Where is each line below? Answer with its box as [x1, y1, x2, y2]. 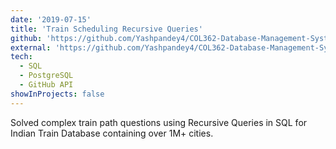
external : [10, 42, 52, 53]
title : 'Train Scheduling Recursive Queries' [10, 24, 203, 34]
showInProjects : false [10, 89, 105, 99]
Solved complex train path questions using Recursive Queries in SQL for [10, 116, 308, 128]
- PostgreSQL [19, 71, 74, 81]
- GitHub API [19, 80, 74, 90]
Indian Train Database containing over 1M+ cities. [10, 127, 214, 139]
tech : [10, 52, 33, 62]
